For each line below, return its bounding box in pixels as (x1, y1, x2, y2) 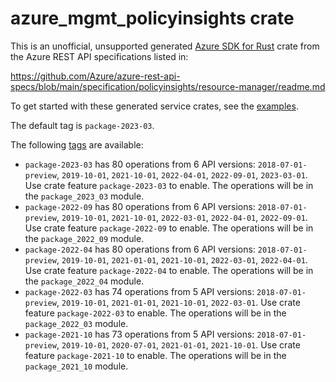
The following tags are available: (10, 138, 144, 151)
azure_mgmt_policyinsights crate (10, 7, 295, 30)
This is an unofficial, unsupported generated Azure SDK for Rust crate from (10, 40, 320, 52)
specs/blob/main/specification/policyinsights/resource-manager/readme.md (10, 80, 326, 92)
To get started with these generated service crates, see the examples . (10, 100, 299, 112)
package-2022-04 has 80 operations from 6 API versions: (24, 243, 256, 255)
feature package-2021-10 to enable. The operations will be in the (24, 349, 287, 361)
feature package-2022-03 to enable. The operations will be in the (24, 307, 287, 319)
